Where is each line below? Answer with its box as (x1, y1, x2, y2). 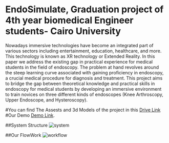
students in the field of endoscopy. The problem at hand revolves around (5, 64, 159, 70)
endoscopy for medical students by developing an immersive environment (5, 86, 162, 92)
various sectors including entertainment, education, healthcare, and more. (5, 48, 162, 54)
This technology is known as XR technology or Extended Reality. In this (5, 53, 155, 59)
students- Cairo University (5, 26, 121, 37)
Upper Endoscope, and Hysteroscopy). (5, 96, 88, 103)
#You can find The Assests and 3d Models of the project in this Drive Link (5, 107, 161, 113)
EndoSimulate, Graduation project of (5, 4, 164, 15)
